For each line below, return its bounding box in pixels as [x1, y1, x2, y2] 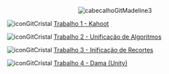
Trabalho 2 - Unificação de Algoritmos [53, 33, 162, 41]
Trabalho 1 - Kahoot [53, 20, 109, 27]
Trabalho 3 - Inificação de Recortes [53, 46, 154, 54]
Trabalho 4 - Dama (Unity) [53, 59, 128, 67]
